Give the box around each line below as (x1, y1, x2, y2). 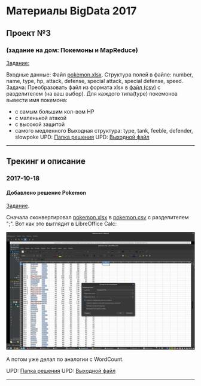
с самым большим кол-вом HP (14, 108, 95, 115)
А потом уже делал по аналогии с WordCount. (6, 356, 124, 363)
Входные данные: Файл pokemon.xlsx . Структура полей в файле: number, (6, 71, 193, 78)
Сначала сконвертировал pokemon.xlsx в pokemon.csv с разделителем (6, 214, 190, 221)
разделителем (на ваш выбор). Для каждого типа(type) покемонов (6, 90, 178, 97)
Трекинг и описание (6, 157, 86, 167)
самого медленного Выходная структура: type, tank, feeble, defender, (14, 127, 193, 134)
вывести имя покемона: (6, 96, 68, 103)
